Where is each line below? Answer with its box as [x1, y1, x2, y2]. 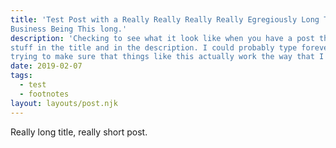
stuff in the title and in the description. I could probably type [10, 42, 298, 53]
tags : [10, 71, 33, 81]
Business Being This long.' [10, 24, 128, 34]
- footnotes [19, 89, 70, 99]
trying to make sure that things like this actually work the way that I [10, 52, 325, 62]
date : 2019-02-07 [10, 61, 83, 71]
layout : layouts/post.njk [10, 98, 118, 108]
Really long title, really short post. [10, 126, 148, 138]
